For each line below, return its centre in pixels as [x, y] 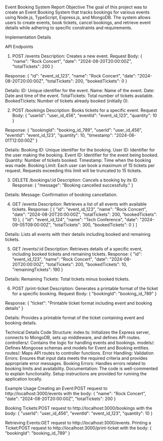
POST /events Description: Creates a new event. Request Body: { [77, 56]
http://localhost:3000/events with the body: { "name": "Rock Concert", [76, 393]
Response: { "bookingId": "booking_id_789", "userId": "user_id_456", [74, 130]
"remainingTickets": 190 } [37, 269]
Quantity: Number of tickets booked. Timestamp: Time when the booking [78, 160]
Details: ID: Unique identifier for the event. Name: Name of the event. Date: [80, 90]
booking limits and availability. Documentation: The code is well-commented [81, 368]
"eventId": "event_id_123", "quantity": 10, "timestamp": [59, 135]
